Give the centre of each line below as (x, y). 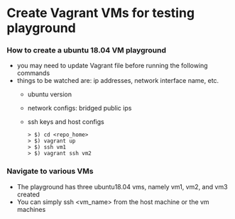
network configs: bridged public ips (80, 108)
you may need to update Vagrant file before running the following (112, 66)
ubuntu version (50, 94)
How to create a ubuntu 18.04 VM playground (87, 50)
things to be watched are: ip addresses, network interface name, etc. (118, 81)
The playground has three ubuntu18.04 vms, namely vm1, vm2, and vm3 (122, 186)
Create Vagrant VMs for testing (101, 13)
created (28, 194)
